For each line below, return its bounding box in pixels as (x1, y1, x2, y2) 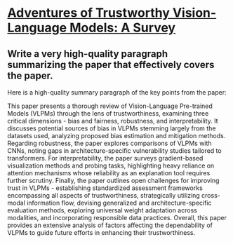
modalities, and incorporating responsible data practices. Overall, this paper (7, 214, 227, 222)
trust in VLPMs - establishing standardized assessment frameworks (7, 184, 204, 192)
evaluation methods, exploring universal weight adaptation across (7, 206, 198, 215)
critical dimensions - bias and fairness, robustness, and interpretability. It (7, 117, 219, 125)
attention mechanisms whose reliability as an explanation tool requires (7, 169, 211, 177)
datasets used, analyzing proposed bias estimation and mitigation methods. (7, 132, 226, 140)
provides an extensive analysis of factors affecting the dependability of (7, 221, 213, 229)
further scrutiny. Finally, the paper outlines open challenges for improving (7, 177, 220, 184)
